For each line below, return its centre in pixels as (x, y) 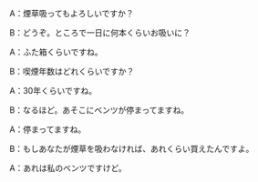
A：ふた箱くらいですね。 (56, 52)
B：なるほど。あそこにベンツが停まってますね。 (99, 110)
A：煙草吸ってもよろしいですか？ (72, 13)
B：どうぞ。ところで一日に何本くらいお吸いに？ (100, 33)
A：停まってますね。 (48, 129)
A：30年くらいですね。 (53, 91)
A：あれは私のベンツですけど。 (68, 168)
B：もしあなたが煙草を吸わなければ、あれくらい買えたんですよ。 (132, 149)
